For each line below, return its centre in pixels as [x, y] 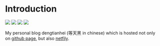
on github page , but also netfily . [37, 38]
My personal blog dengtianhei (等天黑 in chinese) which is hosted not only [80, 33]
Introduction [31, 9]
